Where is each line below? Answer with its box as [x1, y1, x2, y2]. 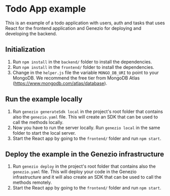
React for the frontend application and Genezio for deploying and [5, 25, 142, 31]
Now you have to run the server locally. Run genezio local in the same [12, 125, 160, 131]
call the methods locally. [12, 119, 63, 125]
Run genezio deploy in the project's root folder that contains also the [12, 163, 156, 170]
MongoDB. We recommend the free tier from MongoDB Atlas [12, 74, 140, 81]
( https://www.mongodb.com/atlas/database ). [12, 80, 108, 86]
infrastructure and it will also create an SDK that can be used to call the [12, 174, 161, 180]
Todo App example [5, 3, 86, 15]
